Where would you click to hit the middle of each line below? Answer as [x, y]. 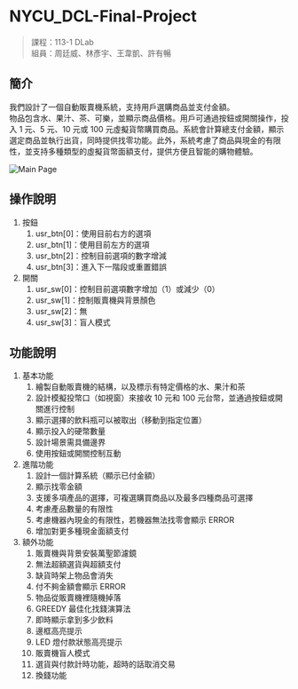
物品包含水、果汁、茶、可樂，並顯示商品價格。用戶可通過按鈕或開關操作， [145, 118]
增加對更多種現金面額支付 [82, 531]
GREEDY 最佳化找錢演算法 [83, 609]
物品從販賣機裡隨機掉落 [78, 598]
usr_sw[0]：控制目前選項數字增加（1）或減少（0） [127, 289]
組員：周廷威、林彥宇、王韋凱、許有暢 [101, 53]
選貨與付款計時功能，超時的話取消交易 [105, 664]
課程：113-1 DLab [63, 42]
